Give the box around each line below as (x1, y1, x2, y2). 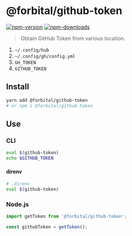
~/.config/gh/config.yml (14, 53, 76, 59)
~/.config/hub (14, 47, 49, 53)
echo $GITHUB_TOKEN (6, 155, 54, 162)
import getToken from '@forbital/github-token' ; (6, 214, 127, 220)
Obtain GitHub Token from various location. (20, 35, 126, 42)
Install (6, 82, 29, 92)
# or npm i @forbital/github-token (6, 102, 93, 109)
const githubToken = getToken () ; (6, 224, 88, 230)
